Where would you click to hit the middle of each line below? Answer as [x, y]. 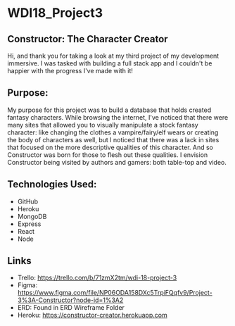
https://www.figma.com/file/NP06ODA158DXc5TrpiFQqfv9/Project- [115, 293]
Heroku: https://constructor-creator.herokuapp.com [92, 315]
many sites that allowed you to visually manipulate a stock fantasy [103, 125]
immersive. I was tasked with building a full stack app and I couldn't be [110, 63]
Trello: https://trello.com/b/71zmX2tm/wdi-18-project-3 [97, 278]
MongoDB [32, 216]
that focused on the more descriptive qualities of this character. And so [110, 147]
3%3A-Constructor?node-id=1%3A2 [70, 300]
